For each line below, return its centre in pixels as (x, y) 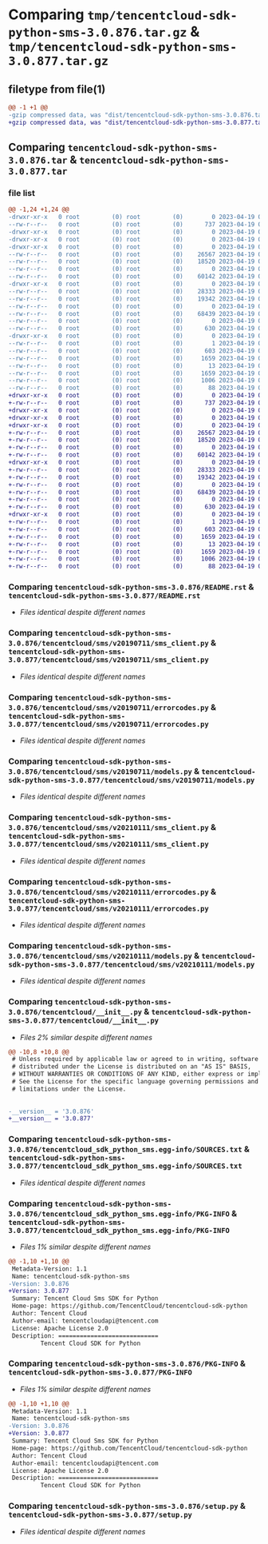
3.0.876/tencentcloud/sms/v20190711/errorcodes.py (108, 708)
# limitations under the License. (69, 1089)
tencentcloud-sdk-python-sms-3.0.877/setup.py (100, 1515)
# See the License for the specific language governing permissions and (135, 1082)
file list (22, 193)
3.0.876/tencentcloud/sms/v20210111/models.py (100, 956)
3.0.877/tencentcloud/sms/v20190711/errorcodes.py (108, 724)
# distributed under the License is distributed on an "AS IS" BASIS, (131, 1067)
